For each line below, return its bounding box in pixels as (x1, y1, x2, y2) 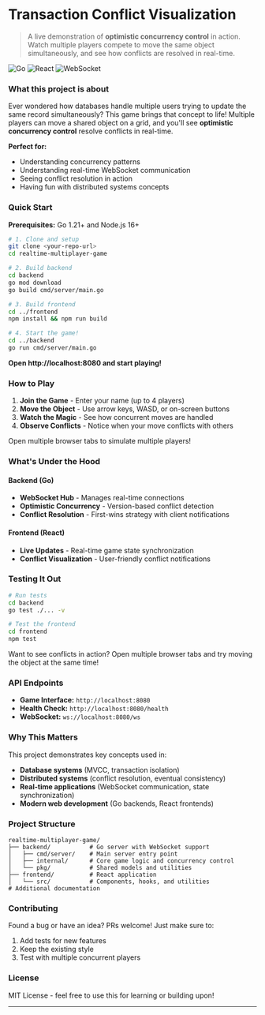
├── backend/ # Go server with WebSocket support (8, 843, 211, 851)
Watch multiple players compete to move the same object (27, 39, 215, 49)
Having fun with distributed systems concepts (19, 182, 170, 192)
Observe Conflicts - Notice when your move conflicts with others (19, 421, 234, 431)
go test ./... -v (8, 606, 65, 614)
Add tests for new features (19, 936, 106, 946)
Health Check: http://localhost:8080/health (19, 704, 169, 713)
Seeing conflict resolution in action (19, 174, 132, 183)
